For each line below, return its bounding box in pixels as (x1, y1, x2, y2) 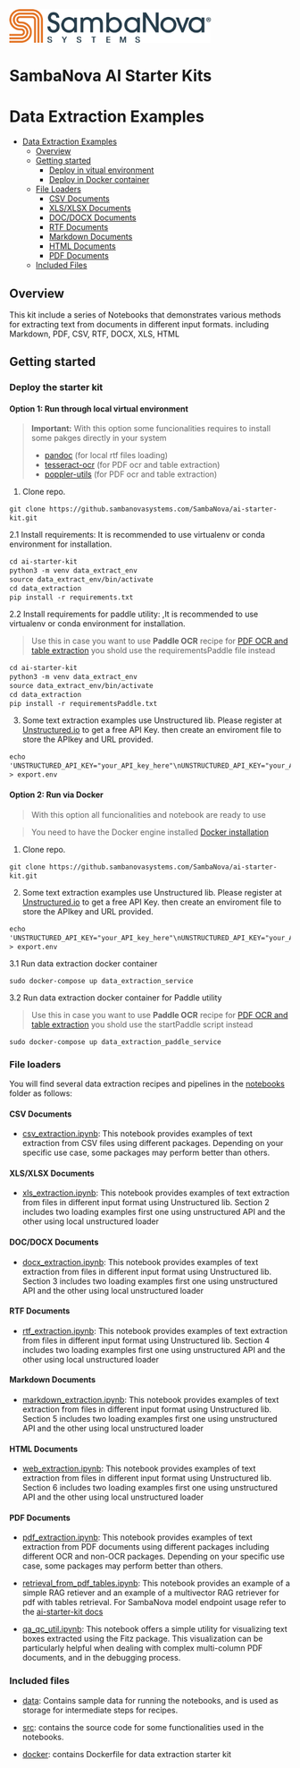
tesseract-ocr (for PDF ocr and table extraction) (44, 460, 221, 471)
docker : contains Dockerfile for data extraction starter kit (21, 1748, 232, 1759)
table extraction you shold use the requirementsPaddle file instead (30, 645, 276, 656)
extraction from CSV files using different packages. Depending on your (21, 1138, 284, 1149)
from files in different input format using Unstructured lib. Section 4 (21, 1335, 271, 1346)
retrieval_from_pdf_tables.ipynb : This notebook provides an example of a (21, 1578, 290, 1589)
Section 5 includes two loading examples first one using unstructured (21, 1413, 279, 1424)
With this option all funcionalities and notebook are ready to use (30, 809, 266, 820)
